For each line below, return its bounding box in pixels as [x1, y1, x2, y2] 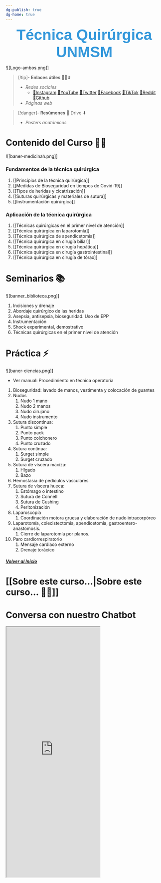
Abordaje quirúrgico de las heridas [12, 308, 84, 314]
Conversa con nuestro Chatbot [5, 609, 136, 621]
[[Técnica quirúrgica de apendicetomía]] [12, 233, 96, 239]
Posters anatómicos [25, 119, 67, 125]
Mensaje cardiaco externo [20, 541, 74, 547]
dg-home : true [5, 12, 35, 17]
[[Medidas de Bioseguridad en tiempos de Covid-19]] [12, 182, 123, 188]
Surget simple [20, 451, 49, 457]
